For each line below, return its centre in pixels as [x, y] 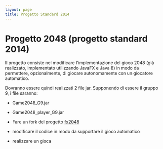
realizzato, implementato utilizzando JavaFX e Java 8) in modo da [72, 68]
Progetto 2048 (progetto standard [77, 39]
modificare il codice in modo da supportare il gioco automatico [76, 132]
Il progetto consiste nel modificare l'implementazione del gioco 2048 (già [80, 63]
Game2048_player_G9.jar [38, 112]
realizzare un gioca [32, 141]
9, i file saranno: [21, 93]
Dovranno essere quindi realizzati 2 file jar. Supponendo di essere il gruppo [82, 88]
